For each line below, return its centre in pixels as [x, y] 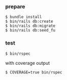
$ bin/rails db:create [29, 22]
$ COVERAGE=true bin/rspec [34, 72]
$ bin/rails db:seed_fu [30, 30]
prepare [15, 7]
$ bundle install [24, 17]
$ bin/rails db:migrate [30, 26]
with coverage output [28, 63]
